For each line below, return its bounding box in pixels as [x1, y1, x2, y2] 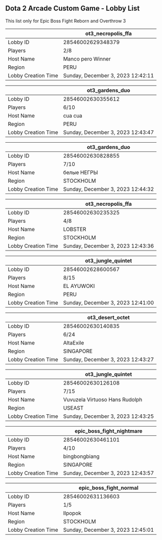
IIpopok [63, 509, 82, 516]
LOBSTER [63, 225, 86, 233]
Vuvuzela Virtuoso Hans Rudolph [63, 396, 143, 403]
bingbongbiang [63, 453, 100, 460]
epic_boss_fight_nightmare [75, 427, 143, 434]
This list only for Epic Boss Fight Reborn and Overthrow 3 [5, 17, 126, 24]
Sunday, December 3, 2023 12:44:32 [63, 185, 154, 192]
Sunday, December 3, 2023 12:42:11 [63, 72, 154, 79]
